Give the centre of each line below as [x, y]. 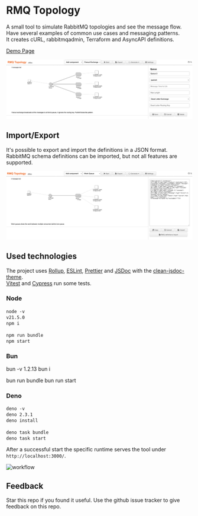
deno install [22, 421]
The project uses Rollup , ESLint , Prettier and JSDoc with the [79, 270]
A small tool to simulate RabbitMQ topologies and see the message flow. [94, 27]
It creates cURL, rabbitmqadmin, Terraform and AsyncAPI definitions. [90, 39]
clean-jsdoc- [169, 270]
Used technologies [42, 257]
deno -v [16, 409]
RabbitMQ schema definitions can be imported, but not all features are [92, 156]
